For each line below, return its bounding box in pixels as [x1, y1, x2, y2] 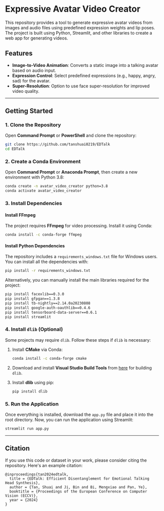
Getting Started [5, 107, 53, 115]
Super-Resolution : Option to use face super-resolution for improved [12, 83, 150, 89]
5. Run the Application [5, 400, 59, 407]
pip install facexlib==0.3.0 [5, 292, 64, 297]
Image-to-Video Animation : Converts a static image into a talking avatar [12, 62, 159, 68]
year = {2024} [9, 497, 38, 502]
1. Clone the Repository [5, 122, 61, 128]
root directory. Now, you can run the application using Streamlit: [5, 416, 133, 423]
